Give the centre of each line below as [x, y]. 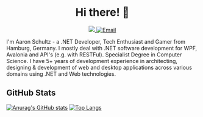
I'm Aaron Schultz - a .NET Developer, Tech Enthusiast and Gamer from [96, 41]
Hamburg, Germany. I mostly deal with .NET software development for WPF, [102, 48]
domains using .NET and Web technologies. [61, 74]
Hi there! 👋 [102, 12]
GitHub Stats [31, 93]
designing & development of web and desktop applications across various [99, 67]
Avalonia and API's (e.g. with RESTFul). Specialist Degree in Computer [94, 55]
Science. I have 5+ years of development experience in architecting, [92, 61]
